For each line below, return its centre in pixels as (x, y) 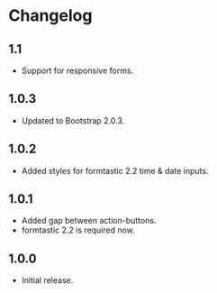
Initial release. (47, 280)
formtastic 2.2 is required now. (78, 230)
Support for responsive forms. (77, 70)
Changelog (50, 16)
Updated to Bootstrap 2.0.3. (73, 120)
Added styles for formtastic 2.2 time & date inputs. (115, 170)
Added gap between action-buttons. (89, 221)
